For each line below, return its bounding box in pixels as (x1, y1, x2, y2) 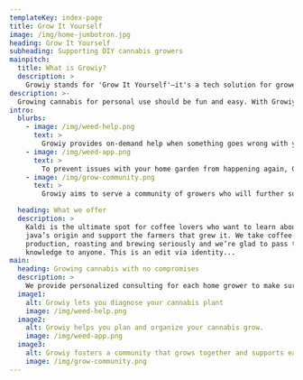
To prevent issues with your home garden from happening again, (41, 164, 289, 173)
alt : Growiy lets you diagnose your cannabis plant (25, 298, 224, 307)
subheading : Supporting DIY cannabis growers (9, 47, 183, 56)
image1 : (17, 290, 47, 299)
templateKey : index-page (9, 13, 103, 23)
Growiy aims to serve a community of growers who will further (41, 190, 284, 199)
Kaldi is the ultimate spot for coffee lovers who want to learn (25, 222, 277, 231)
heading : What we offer (17, 206, 106, 215)
